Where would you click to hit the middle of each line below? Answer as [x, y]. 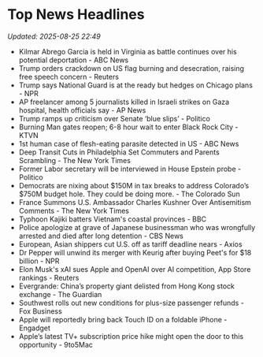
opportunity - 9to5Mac [56, 344]
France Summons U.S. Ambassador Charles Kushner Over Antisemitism [135, 202]
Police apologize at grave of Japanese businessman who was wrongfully [137, 227]
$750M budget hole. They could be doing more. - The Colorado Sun [130, 194]
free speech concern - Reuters [69, 76]
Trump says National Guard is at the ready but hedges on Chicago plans [136, 85]
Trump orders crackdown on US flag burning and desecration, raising [131, 68]
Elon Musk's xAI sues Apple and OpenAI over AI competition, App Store [135, 269]
